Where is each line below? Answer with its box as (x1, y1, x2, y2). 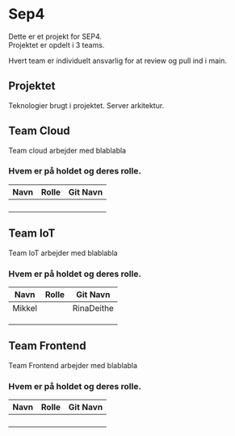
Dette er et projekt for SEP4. (8, 31, 103, 41)
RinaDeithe (72, 302, 115, 313)
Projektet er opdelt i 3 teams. (8, 40, 105, 49)
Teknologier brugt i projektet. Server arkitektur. (8, 100, 165, 110)
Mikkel (12, 302, 38, 313)
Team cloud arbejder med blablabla (8, 145, 127, 155)
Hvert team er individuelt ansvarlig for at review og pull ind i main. (8, 56, 228, 65)
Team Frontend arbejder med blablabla (8, 360, 138, 370)
